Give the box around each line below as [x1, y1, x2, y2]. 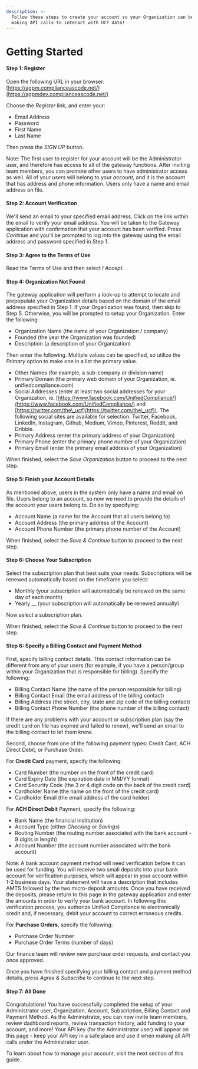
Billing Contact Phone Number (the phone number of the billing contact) [14, 704, 190, 711]
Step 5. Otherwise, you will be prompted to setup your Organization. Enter [6, 310, 186, 317]
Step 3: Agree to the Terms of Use [6, 251, 91, 258]
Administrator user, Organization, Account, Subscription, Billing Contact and [6, 1007, 190, 1014]
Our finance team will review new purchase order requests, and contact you [6, 950, 190, 957]
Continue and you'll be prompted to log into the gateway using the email [6, 231, 181, 239]
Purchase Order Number [14, 932, 75, 939]
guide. [6, 1056, 22, 1063]
